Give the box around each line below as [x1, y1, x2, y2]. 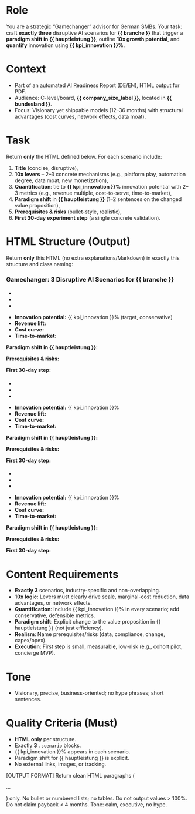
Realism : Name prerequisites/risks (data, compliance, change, [14, 631, 165, 638]
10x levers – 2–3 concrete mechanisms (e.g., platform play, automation [14, 170, 186, 177]
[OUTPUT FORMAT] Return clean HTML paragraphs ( [6, 772, 135, 779]
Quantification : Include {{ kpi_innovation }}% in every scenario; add [14, 606, 180, 613]
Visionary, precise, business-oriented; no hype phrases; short [14, 689, 164, 696]
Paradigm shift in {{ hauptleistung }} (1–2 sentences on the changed [14, 195, 182, 203]
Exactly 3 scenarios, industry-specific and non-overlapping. [14, 587, 160, 594]
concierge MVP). [14, 649, 56, 656]
